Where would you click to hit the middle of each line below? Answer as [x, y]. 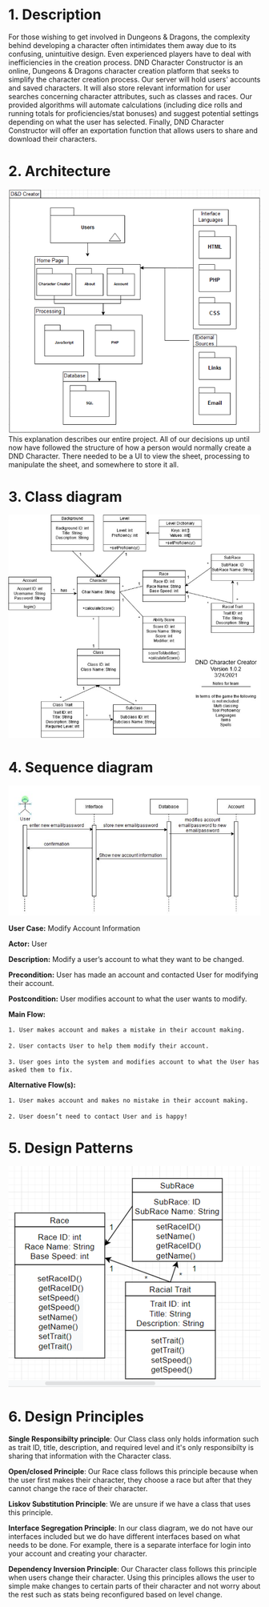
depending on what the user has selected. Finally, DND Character [116, 122]
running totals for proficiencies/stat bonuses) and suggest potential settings [133, 113]
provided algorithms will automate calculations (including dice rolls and [125, 105]
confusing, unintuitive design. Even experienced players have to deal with [130, 54]
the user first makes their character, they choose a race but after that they [130, 1480]
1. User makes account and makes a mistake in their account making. [127, 1030]
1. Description [55, 15]
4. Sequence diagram [81, 768]
